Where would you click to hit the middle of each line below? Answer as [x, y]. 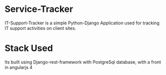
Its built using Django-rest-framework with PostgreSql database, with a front [83, 62]
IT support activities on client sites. [41, 28]
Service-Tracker [39, 9]
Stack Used [29, 48]
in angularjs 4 [19, 67]
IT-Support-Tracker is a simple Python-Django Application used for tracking [82, 23]
